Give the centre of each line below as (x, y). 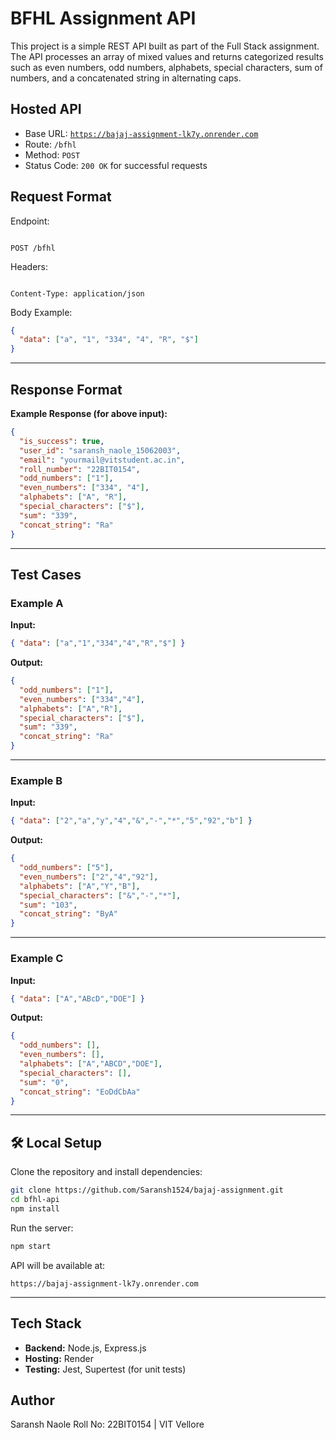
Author (32, 1400)
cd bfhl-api (35, 1200)
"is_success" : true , (62, 441)
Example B (36, 780)
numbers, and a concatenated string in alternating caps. (126, 78)
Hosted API (46, 109)
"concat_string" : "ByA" (68, 914)
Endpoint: (30, 221)
